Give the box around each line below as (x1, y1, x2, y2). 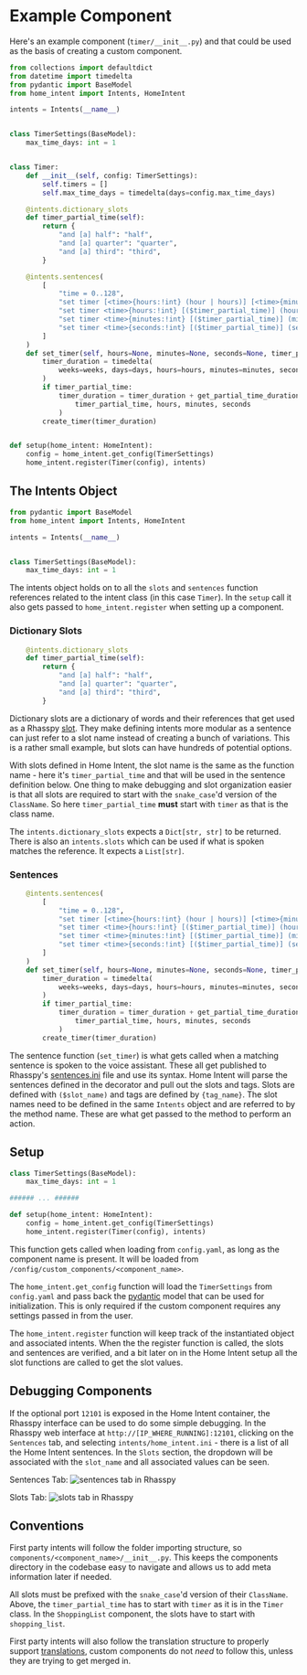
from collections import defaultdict (9, 63, 153, 72)
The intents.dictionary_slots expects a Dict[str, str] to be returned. (9, 826, 281, 837)
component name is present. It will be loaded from (9, 1254, 199, 1264)
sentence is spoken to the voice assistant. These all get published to (9, 1060, 267, 1071)
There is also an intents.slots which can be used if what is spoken (9, 836, 265, 847)
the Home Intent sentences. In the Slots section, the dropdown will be (9, 1446, 273, 1457)
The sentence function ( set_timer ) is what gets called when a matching (9, 1050, 279, 1061)
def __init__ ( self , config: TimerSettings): (26, 171, 198, 180)
